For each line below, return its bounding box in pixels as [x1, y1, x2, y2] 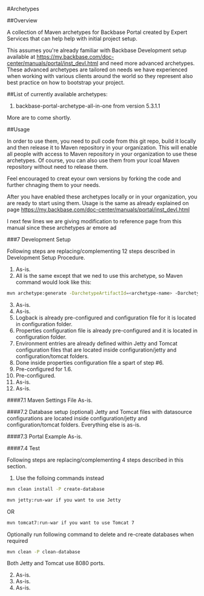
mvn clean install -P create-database [7, 486, 105, 492]
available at [7, 53, 36, 60]
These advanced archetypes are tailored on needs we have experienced [7, 66, 188, 73]
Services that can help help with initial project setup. [7, 35, 138, 42]
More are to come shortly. [7, 114, 71, 121]
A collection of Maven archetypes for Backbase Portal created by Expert [7, 28, 188, 36]
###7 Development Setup [7, 236, 71, 243]
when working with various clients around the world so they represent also [7, 73, 193, 79]
